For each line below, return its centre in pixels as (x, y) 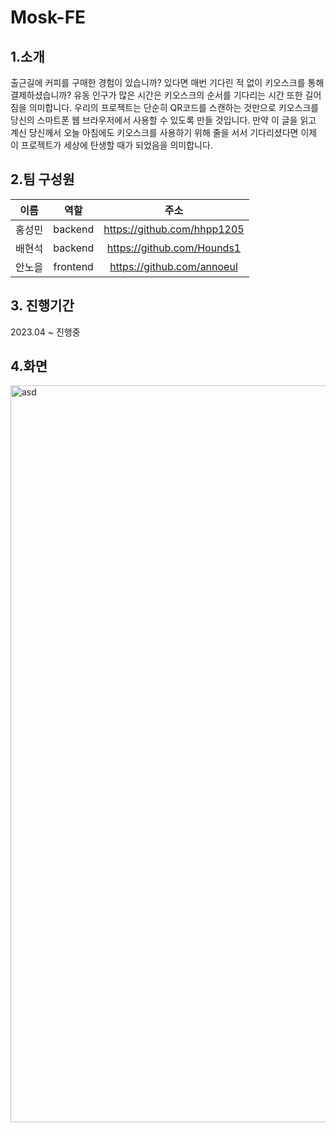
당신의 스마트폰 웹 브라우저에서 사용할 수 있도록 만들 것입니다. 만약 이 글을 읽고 (163, 120)
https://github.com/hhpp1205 (174, 229)
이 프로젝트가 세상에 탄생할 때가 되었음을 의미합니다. (111, 145)
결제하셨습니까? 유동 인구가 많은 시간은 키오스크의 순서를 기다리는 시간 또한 (156, 95)
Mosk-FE (48, 17)
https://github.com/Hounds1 (174, 248)
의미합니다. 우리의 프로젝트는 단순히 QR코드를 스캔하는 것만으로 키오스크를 (174, 107)
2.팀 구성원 (42, 179)
